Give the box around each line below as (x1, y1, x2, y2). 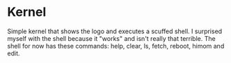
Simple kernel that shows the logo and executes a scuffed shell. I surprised (7, 27, 223, 35)
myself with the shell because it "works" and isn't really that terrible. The (7, 34, 216, 42)
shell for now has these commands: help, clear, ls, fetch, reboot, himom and (7, 42, 225, 50)
